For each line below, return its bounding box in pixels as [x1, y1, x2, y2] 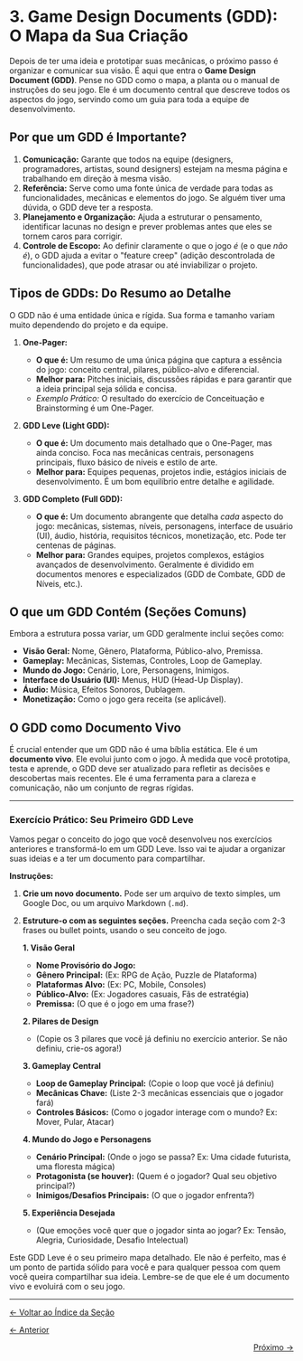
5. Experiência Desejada [22, 1207, 115, 1218]
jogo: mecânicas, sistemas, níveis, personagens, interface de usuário [35, 520, 293, 531]
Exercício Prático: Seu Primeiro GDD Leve [9, 814, 194, 827]
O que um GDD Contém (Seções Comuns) [9, 604, 247, 619]
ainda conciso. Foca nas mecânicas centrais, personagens [35, 447, 254, 458]
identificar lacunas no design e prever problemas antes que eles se [22, 221, 272, 232]
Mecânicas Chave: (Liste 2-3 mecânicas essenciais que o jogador [35, 1088, 284, 1099]
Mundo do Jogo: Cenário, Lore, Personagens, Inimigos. [22, 665, 230, 676]
